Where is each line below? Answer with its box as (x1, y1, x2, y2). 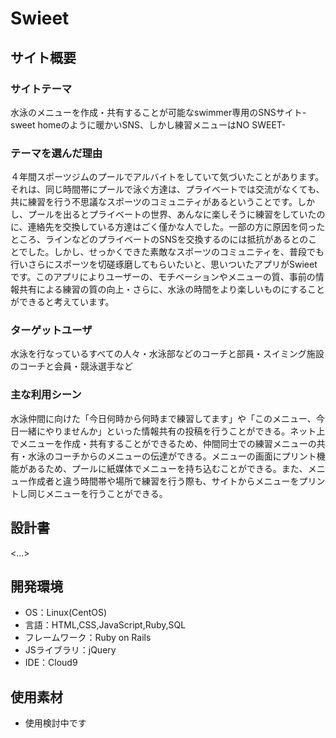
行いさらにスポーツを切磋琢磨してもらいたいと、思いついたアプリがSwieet (10, 258, 318, 271)
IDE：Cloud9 (24, 657, 78, 669)
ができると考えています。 (10, 296, 115, 308)
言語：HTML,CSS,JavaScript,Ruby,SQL (24, 619, 187, 631)
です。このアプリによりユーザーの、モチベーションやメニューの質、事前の (10, 271, 316, 283)
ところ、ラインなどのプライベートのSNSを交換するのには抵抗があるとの (10, 233, 309, 246)
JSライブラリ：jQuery (24, 644, 117, 656)
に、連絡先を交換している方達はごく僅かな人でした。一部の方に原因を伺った (10, 221, 326, 233)
